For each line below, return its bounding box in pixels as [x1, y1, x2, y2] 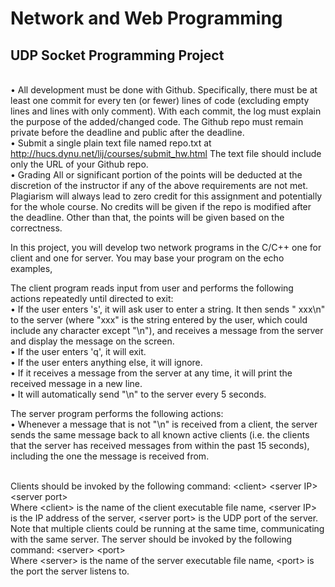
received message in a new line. [10, 378, 143, 389]
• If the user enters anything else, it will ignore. [10, 357, 203, 368]
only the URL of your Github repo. [10, 158, 149, 170]
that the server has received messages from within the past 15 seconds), [10, 440, 310, 451]
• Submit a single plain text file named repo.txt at [10, 137, 212, 149]
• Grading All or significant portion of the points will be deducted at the [10, 169, 303, 181]
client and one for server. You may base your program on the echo [10, 252, 285, 264]
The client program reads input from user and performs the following [10, 282, 294, 294]
